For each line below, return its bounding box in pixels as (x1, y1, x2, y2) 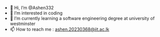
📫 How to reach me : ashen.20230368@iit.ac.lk (9, 26, 109, 32)
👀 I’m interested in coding (9, 10, 63, 16)
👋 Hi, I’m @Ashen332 (9, 5, 54, 10)
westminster (9, 20, 36, 26)
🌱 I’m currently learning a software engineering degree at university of (9, 15, 155, 21)
